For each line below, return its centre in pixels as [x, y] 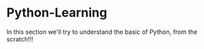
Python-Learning [57, 13]
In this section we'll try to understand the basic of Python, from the [102, 32]
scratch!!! [20, 39]
